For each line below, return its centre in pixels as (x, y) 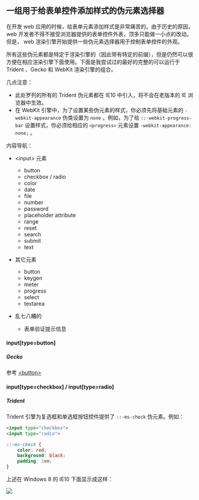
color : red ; (32, 450)
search (32, 234)
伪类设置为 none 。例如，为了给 (101, 117)
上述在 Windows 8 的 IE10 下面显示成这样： (60, 479)
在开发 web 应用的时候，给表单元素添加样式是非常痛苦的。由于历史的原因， (100, 27)
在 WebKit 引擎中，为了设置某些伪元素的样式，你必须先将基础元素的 (99, 110)
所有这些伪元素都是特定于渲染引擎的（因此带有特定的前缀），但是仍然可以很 (100, 54)
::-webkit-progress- (166, 118)
